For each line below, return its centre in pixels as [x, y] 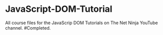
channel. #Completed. [28, 28]
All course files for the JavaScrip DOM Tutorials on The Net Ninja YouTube [82, 23]
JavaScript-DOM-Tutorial [59, 9]
